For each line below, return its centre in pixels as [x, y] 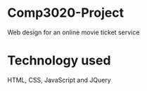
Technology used [59, 61]
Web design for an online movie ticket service [73, 32]
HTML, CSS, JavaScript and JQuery [59, 80]
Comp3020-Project [66, 13]
